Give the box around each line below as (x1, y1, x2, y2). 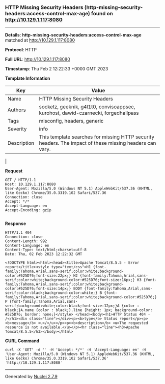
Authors (7, 106, 26, 113)
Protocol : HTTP (5, 47, 37, 53)
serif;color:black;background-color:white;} (5, 290, 98, 295)
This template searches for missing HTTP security (39, 133, 155, 140)
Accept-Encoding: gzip (5, 208, 52, 213)
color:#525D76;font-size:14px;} (5, 286, 71, 291)
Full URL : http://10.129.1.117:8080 (5, 56, 70, 63)
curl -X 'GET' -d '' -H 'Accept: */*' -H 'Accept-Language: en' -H (5, 348, 146, 352)
